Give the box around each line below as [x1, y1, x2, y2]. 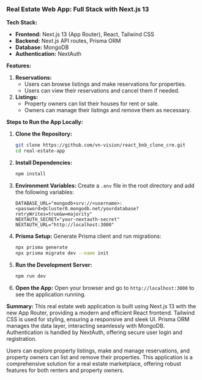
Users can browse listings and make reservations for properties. [24, 80, 187, 88]
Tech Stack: [6, 19, 38, 26]
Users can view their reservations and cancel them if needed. [24, 87, 180, 94]
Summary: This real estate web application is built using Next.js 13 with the [6, 302, 196, 310]
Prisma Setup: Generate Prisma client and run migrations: [15, 232, 162, 240]
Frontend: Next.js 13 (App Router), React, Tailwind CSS [15, 31, 155, 38]
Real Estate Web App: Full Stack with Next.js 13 [6, 5, 149, 13]
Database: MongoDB [15, 44, 69, 51]
